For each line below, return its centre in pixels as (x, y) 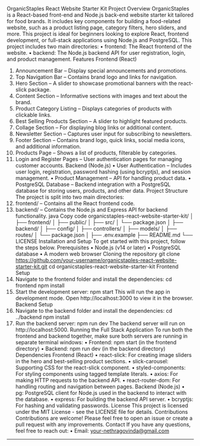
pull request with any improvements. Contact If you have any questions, (103, 424)
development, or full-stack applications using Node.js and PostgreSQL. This (99, 40)
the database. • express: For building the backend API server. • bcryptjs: (104, 399)
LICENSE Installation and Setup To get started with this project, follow (100, 241)
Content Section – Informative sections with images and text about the (101, 96)
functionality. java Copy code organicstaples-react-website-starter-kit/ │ (104, 216)
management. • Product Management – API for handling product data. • (103, 178)
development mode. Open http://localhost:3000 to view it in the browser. (104, 298)
